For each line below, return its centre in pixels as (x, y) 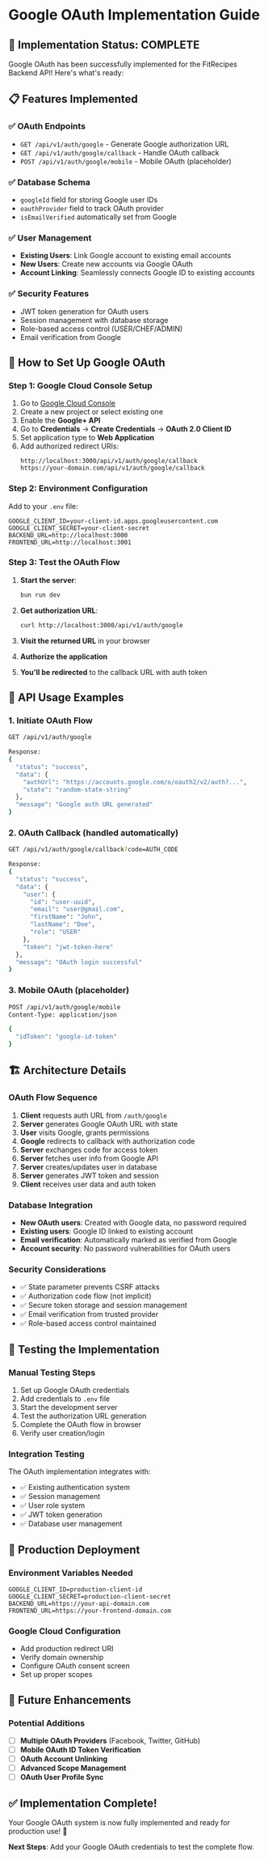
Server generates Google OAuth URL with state (99, 1123)
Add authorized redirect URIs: (69, 446)
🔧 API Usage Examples (66, 697)
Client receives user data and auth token (88, 1184)
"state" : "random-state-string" (77, 790)
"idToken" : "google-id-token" (66, 1037)
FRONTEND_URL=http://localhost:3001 (70, 542)
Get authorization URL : (59, 610)
